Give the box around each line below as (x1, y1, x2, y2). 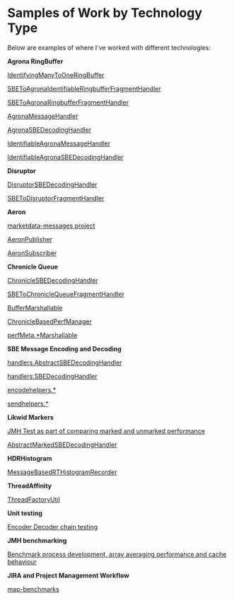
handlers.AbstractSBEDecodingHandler (7, 358, 122, 367)
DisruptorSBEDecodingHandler (7, 180, 98, 189)
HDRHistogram (7, 454, 52, 462)
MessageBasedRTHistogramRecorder (7, 468, 117, 476)
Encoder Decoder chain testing (7, 522, 98, 531)
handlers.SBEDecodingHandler (7, 372, 98, 380)
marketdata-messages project (7, 221, 95, 230)
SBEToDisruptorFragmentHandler (7, 194, 105, 202)
